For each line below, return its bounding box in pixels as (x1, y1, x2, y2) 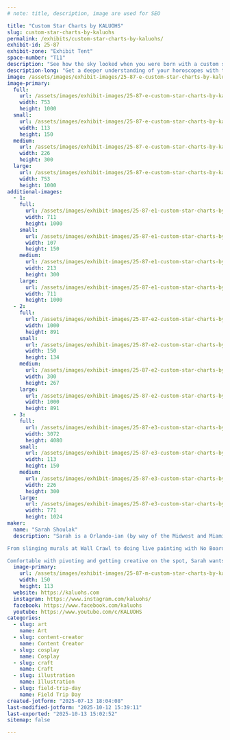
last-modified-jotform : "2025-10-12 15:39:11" (7, 704, 142, 711)
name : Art (19, 628, 48, 634)
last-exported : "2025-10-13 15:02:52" (7, 711, 118, 717)
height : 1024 (25, 514, 63, 521)
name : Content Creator (19, 640, 84, 647)
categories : (7, 614, 41, 621)
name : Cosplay (19, 653, 60, 660)
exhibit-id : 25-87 (7, 42, 60, 49)
